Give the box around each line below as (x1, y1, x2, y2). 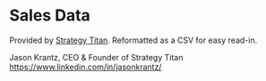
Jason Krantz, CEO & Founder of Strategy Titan (9, 52, 184, 62)
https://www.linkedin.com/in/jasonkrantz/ (9, 61, 162, 72)
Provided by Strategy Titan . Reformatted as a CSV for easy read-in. (9, 35, 258, 45)
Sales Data (9, 5, 91, 26)
